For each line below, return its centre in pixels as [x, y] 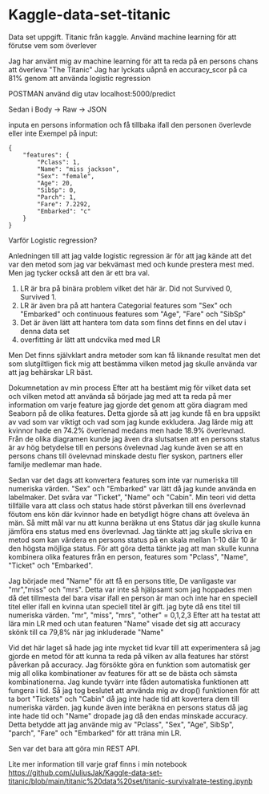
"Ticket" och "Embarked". [51, 565]
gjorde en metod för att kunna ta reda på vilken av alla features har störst [128, 656]
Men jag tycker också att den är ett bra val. [79, 273]
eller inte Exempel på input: [53, 133]
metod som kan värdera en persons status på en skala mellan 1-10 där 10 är [132, 540]
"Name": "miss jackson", [78, 169]
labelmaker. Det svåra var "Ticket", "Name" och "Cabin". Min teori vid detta [132, 497]
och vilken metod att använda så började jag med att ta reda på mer [120, 396]
